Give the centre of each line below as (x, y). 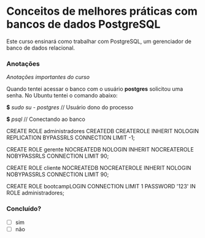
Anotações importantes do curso (48, 77)
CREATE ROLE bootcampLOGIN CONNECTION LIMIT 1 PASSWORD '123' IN (101, 186)
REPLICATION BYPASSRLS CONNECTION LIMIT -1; (71, 138)
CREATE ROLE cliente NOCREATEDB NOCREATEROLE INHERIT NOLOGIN (99, 168)
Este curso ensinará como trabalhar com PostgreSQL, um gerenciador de (99, 41)
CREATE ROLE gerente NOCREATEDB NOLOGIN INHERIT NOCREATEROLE (100, 150)
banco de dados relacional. (41, 48)
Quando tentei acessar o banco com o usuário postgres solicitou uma (95, 89)
